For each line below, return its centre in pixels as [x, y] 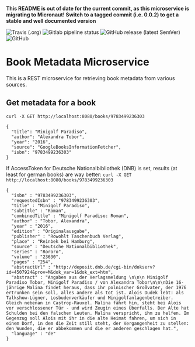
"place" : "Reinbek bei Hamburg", [53, 241]
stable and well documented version [51, 21]
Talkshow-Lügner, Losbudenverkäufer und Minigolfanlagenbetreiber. [90, 298]
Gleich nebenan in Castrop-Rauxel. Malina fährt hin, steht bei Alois [94, 303]
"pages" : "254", [32, 262]
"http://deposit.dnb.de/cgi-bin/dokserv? [104, 267]
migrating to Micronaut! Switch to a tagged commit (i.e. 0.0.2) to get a [93, 15]
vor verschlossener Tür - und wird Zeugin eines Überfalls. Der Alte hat [98, 308]
